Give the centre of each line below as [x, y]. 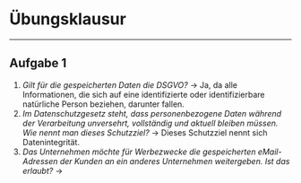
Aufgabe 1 [38, 63]
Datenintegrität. [51, 142]
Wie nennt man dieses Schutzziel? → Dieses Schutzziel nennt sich [145, 132]
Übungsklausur [68, 19]
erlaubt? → [43, 170]
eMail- [270, 152]
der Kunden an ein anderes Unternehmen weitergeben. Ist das [175, 161]
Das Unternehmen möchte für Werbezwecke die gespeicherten [139, 152]
